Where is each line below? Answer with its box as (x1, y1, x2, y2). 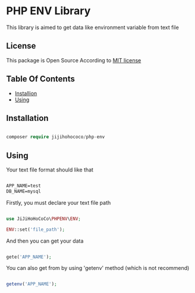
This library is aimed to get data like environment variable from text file (6, 24, 180, 31)
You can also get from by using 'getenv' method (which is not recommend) (6, 265, 190, 272)
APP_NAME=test (6, 183, 42, 189)
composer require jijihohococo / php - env (6, 134, 105, 140)
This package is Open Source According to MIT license (6, 56, 141, 63)
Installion (14, 90, 37, 97)
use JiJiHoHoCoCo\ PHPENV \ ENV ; (6, 215, 81, 222)
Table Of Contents (6, 74, 76, 84)
